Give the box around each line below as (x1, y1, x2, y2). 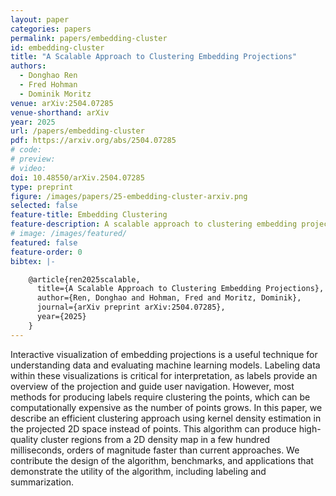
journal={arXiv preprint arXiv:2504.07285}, (36, 302, 226, 313)
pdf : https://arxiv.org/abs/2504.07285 (10, 136, 177, 146)
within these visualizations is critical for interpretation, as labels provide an (10, 369, 318, 381)
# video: (10, 163, 47, 173)
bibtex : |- (10, 256, 56, 266)
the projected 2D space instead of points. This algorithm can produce (10, 422, 297, 435)
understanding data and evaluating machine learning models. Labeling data (10, 359, 321, 371)
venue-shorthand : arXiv (10, 107, 110, 118)
